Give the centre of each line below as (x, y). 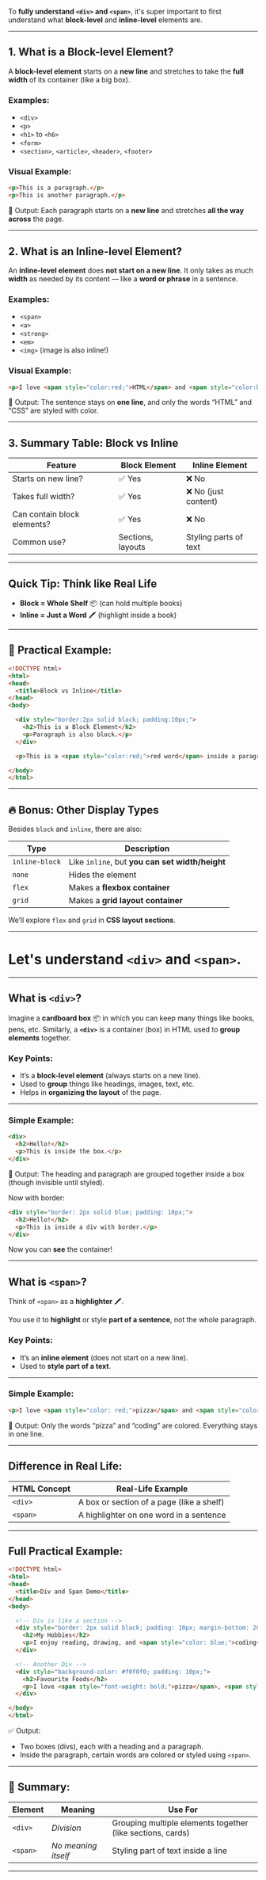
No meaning (74, 1845)
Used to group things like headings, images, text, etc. (107, 1084)
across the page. (36, 219)
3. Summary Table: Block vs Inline (93, 443)
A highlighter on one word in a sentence (152, 1515)
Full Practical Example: (65, 1551)
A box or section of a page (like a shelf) (151, 1502)
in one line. (26, 1434)
